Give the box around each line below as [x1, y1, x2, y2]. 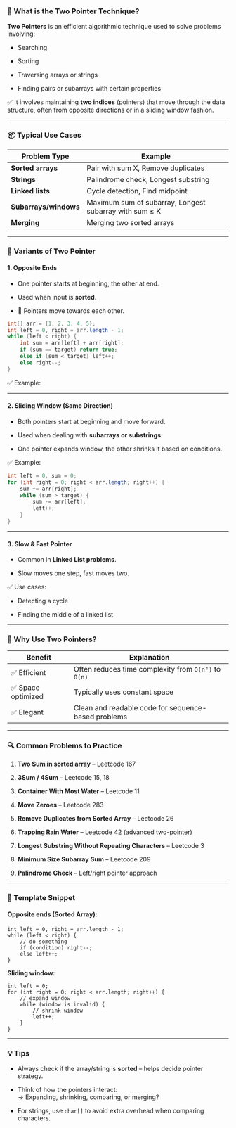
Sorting [17, 57, 39, 65]
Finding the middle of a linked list [17, 610, 114, 619]
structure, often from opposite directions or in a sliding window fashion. [7, 105, 214, 115]
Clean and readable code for [73, 703, 169, 713]
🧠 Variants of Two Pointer [7, 246, 96, 256]
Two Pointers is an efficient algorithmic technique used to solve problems [7, 23, 221, 31]
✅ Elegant [11, 707, 44, 717]
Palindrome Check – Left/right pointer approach [17, 869, 157, 877]
